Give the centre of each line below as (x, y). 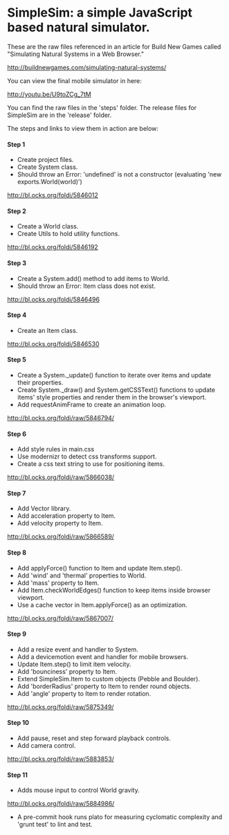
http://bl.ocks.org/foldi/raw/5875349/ (61, 707)
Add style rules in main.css (56, 449)
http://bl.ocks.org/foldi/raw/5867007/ (61, 618)
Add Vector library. (44, 509)
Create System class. (47, 167)
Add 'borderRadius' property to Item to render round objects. (104, 686)
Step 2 (17, 211)
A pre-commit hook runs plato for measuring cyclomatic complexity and (120, 817)
